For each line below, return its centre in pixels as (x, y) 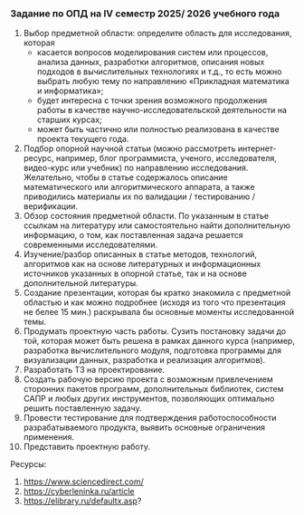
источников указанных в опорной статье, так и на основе (135, 273)
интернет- (257, 148)
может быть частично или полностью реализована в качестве (158, 129)
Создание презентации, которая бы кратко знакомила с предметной (157, 293)
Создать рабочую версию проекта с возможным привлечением (148, 379)
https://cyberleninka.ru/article (79, 491)
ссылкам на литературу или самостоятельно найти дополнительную (157, 225)
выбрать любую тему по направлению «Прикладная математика (163, 81)
